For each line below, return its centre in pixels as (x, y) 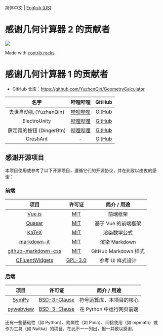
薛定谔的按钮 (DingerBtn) (37, 130)
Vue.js (34, 213)
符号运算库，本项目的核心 (109, 300)
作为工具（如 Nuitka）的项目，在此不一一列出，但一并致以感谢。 (71, 329)
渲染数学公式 (118, 233)
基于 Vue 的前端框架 (118, 223)
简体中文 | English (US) (28, 8)
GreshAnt (37, 139)
